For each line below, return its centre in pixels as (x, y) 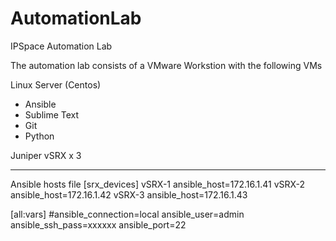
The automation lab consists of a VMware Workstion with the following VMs (166, 65)
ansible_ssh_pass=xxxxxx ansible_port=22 (98, 224)
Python (39, 136)
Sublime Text (52, 114)
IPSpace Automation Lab (61, 46)
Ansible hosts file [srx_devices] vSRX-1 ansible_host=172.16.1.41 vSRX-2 (158, 184)
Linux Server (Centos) (56, 84)
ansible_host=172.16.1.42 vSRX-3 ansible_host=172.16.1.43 (129, 194)
